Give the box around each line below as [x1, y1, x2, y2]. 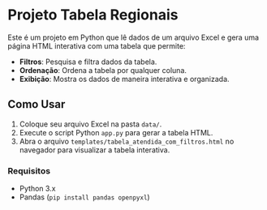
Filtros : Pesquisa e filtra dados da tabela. [19, 57, 157, 66]
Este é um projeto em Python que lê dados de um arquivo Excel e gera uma [7, 32, 260, 42]
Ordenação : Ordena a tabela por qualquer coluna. [19, 65, 187, 75]
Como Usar [7, 97, 66, 111]
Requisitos [7, 165, 50, 176]
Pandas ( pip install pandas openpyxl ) [19, 192, 151, 202]
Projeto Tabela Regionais [7, 6, 179, 24]
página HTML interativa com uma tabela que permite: [7, 41, 186, 50]
